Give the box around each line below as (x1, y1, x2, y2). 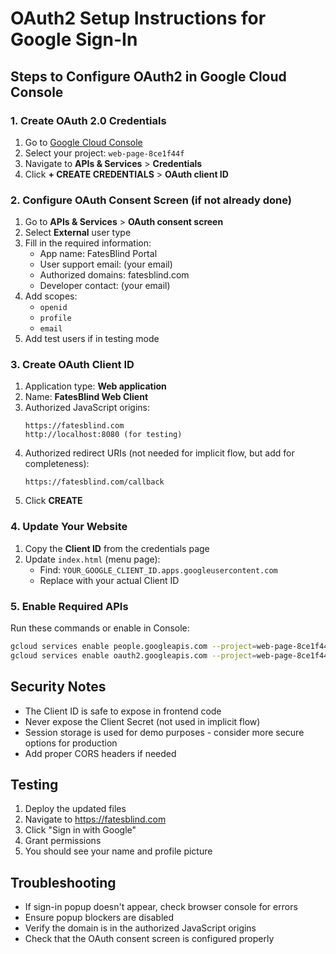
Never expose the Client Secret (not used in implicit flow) (24, 715, 261, 727)
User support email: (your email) (39, 258, 173, 271)
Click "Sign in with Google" (24, 824, 137, 836)
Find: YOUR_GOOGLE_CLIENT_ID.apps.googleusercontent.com (39, 563, 278, 576)
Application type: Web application (24, 380, 167, 392)
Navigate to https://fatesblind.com (24, 813, 167, 826)
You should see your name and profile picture (24, 845, 213, 857)
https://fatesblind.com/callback (24, 477, 165, 487)
